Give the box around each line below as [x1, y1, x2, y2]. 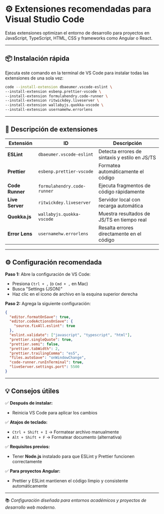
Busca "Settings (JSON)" [12, 286, 62, 291]
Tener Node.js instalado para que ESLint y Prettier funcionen [12, 453, 135, 459]
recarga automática [98, 202, 143, 209]
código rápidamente [98, 188, 145, 195]
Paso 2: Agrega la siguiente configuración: [5, 300, 91, 306]
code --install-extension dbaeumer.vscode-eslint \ [5, 84, 112, 89]
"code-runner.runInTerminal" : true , [9, 360, 84, 365]
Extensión [8, 140, 33, 146]
